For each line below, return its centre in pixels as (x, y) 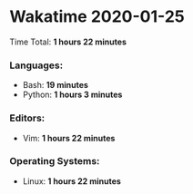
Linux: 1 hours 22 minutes (71, 181)
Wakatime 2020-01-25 (97, 17)
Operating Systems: (55, 161)
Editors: (27, 118)
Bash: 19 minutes (56, 85)
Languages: (36, 65)
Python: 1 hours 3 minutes (72, 95)
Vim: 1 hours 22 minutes (69, 138)
